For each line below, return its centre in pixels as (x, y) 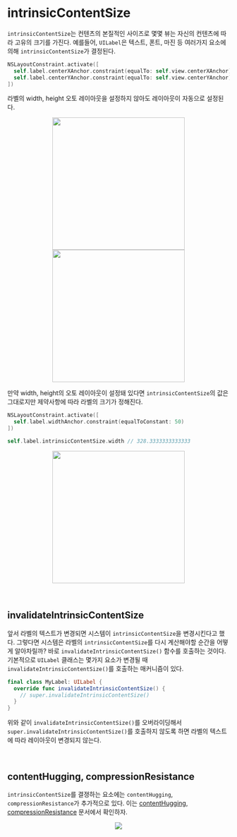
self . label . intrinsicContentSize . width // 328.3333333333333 (99, 441)
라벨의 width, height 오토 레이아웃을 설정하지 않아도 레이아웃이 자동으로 (107, 98)
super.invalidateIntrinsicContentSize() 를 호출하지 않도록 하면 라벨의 (108, 731)
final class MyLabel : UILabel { (55, 682)
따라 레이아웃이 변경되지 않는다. (58, 740)
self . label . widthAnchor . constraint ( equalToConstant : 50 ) (99, 422)
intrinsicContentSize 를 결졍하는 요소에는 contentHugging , (90, 794)
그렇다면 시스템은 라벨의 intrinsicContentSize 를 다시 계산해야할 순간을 (116, 642)
